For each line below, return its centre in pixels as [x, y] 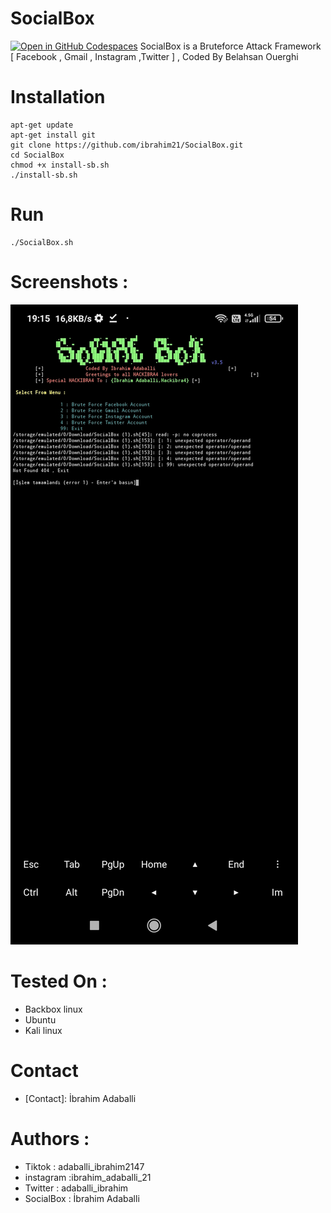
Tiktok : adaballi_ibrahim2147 [84, 1166]
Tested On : [59, 981]
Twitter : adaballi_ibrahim [76, 1188]
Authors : [50, 1138]
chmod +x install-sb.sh [60, 165]
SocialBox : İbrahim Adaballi [82, 1198]
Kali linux [43, 1030]
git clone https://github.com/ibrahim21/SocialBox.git [127, 145]
